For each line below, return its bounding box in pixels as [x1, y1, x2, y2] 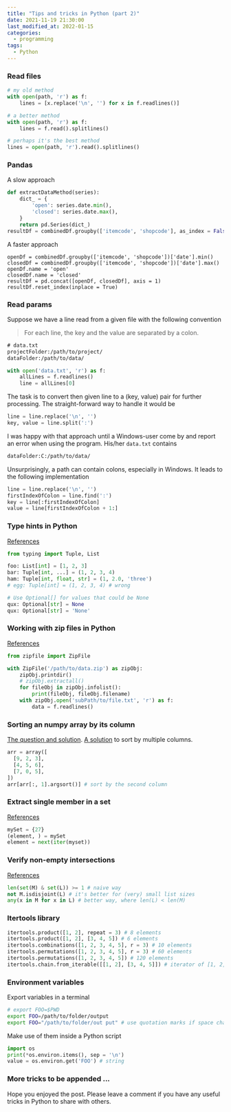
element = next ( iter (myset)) [7, 839, 91, 846]
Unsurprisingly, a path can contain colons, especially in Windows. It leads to [7, 465, 223, 473]
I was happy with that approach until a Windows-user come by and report [7, 432, 216, 440]
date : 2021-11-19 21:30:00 [7, 17, 85, 23]
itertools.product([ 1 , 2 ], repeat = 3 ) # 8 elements [7, 929, 162, 936]
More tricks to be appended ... [7, 1074, 110, 1084]
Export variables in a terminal [7, 993, 90, 1002]
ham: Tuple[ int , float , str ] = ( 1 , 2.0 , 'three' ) [7, 576, 153, 583]
